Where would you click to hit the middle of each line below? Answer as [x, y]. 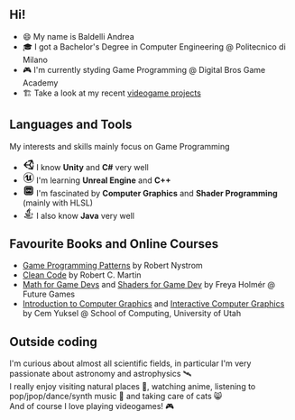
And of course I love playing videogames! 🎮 [92, 406]
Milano [35, 59]
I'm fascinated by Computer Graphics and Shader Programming [157, 193]
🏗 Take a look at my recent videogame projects [111, 93]
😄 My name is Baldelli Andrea [78, 36]
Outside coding [53, 342]
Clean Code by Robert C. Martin [82, 275]
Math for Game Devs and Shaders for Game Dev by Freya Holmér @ [149, 285]
